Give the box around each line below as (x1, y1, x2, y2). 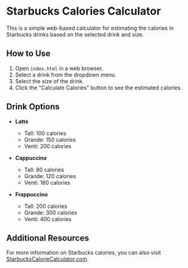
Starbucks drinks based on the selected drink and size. (6, 30, 144, 38)
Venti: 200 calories (24, 142, 72, 149)
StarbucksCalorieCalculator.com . (6, 255, 89, 263)
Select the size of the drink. (15, 77, 84, 84)
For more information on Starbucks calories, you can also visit (6, 249, 161, 256)
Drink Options (6, 101, 60, 112)
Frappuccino (15, 190, 49, 198)
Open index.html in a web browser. (15, 64, 104, 72)
